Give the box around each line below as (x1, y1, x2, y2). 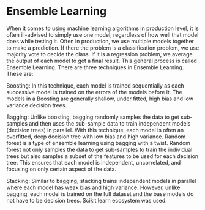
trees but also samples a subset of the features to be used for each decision (6, 152, 199, 160)
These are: (6, 70, 34, 77)
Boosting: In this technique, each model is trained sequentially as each (6, 81, 185, 89)
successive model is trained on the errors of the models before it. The (6, 88, 182, 96)
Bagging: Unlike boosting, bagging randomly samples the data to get (6, 113, 179, 121)
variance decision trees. (6, 101, 67, 108)
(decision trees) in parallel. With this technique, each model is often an (6, 126, 184, 133)
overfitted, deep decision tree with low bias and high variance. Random (6, 133, 186, 140)
